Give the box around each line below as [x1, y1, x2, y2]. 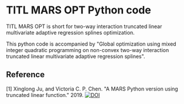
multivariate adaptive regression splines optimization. [6, 29, 135, 36]
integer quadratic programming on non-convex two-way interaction [6, 46, 169, 53]
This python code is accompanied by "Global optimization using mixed [6, 40, 177, 47]
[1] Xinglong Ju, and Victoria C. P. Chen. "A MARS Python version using [6, 85, 179, 92]
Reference [6, 70, 45, 79]
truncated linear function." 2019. [6, 91, 84, 98]
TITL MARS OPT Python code [6, 4, 151, 17]
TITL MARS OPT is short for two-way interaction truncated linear [6, 23, 162, 30]
